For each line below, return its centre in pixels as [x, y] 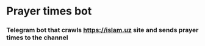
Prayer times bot [49, 11]
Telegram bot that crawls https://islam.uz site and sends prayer [103, 30]
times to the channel [37, 38]
